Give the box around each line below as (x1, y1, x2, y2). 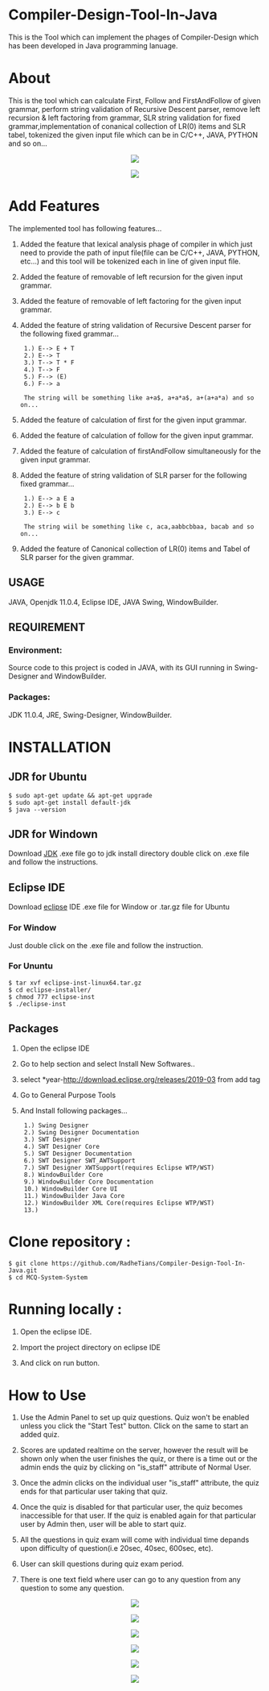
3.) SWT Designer (23, 1135, 82, 1143)
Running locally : (8, 1299, 123, 1318)
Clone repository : (8, 1233, 131, 1250)
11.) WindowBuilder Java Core (23, 1192, 125, 1200)
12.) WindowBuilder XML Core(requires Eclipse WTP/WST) (23, 1199, 215, 1207)
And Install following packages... (19, 1105, 128, 1115)
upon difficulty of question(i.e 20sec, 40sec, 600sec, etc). (19, 1544, 214, 1553)
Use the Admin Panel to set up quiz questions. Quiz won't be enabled (19, 1412, 250, 1423)
